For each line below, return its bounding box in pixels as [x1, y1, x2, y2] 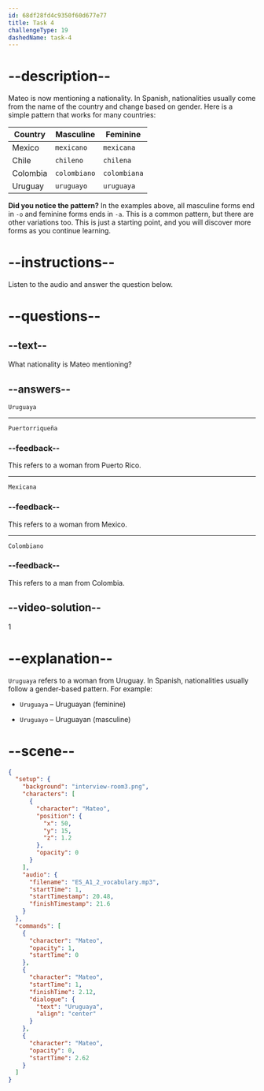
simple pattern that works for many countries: [8, 110, 156, 120]
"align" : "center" [36, 1010, 97, 1018]
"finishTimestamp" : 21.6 [28, 900, 111, 908]
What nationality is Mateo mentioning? [8, 359, 132, 369]
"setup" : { [15, 776, 51, 784]
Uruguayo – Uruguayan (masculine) [19, 714, 131, 724]
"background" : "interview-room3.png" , [22, 783, 149, 791]
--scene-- [8, 742, 75, 760]
